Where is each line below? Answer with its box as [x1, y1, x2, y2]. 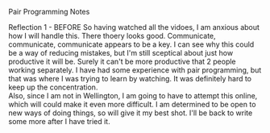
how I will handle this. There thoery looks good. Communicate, [8, 31, 216, 40]
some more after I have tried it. [8, 117, 110, 126]
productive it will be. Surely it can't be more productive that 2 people [8, 56, 236, 66]
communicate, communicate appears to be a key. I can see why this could [8, 39, 255, 49]
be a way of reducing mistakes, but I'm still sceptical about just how [8, 48, 234, 57]
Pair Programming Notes [8, 7, 90, 16]
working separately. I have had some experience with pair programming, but [8, 65, 262, 75]
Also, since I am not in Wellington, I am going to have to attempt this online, [8, 91, 258, 100]
